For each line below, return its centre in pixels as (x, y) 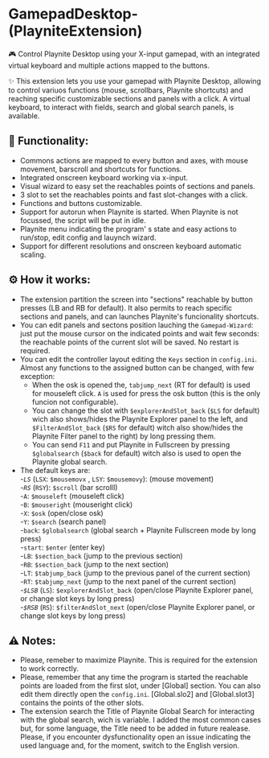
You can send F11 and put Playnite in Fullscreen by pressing (131, 444)
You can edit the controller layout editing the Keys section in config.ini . (139, 359)
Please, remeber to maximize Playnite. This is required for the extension (139, 660)
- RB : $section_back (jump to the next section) (94, 564)
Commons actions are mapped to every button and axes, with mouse (134, 160)
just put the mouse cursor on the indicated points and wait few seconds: (139, 333)
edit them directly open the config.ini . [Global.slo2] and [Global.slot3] (137, 694)
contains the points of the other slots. (82, 703)
